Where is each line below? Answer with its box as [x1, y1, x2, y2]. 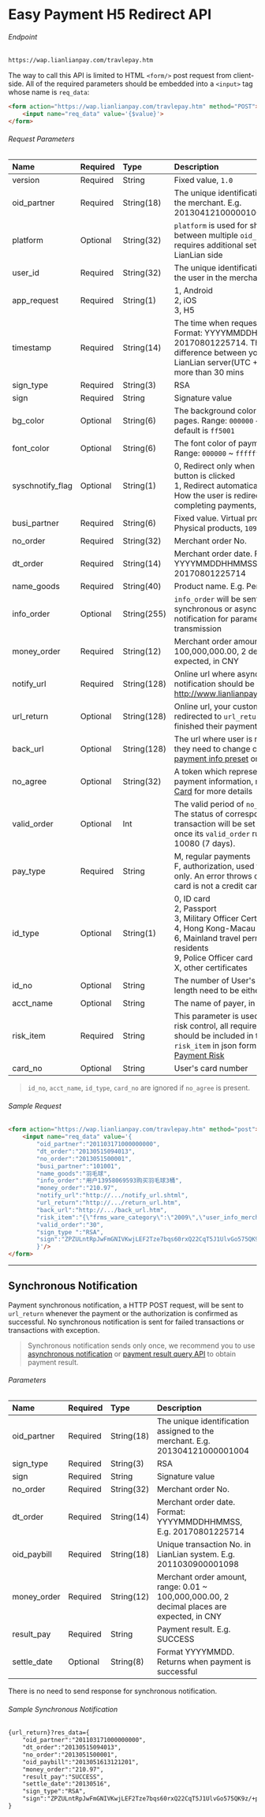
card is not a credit [174, 881, 244, 892]
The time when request [174, 318, 260, 329]
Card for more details [174, 786, 253, 797]
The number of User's [174, 976, 256, 987]
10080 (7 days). [174, 838, 236, 849]
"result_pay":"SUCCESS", [22, 1773, 104, 1781]
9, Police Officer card [174, 953, 253, 964]
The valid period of [174, 799, 244, 810]
